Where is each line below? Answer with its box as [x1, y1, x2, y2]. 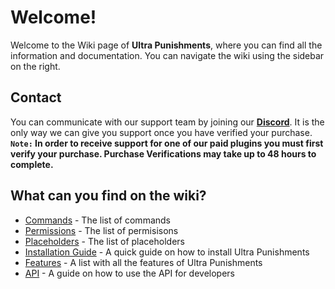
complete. [10, 158, 54, 170]
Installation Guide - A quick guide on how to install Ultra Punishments [24, 246, 310, 258]
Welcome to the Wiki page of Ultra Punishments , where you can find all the [10, 39, 323, 51]
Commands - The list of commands [24, 214, 171, 226]
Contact [10, 89, 62, 106]
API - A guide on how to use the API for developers [24, 267, 235, 279]
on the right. [10, 60, 61, 72]
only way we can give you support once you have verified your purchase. [10, 126, 313, 138]
